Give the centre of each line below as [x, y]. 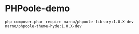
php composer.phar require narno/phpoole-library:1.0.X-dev [69, 22]
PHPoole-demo [37, 9]
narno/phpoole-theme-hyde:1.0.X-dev [43, 26]
